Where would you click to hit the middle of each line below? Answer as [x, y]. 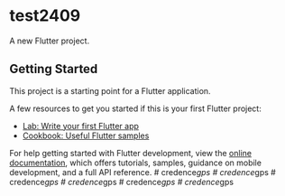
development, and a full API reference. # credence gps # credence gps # [143, 172]
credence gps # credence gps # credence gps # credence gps [122, 182]
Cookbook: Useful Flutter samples [86, 135]
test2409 [45, 16]
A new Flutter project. [50, 41]
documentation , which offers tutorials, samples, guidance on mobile [135, 163]
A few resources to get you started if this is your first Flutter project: [135, 108]
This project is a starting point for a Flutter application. [110, 90]
